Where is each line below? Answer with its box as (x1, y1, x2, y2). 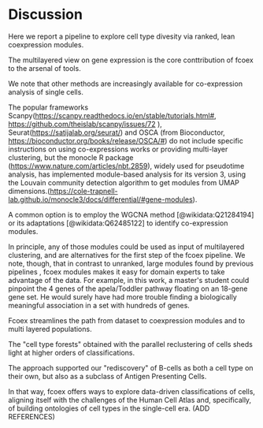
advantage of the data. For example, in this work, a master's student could (8, 275, 250, 285)
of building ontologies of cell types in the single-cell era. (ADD (8, 404, 210, 413)
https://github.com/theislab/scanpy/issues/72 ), (8, 119, 163, 128)
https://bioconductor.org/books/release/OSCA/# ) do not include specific (8, 136, 244, 145)
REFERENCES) (8, 411, 55, 421)
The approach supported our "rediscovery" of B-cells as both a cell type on (8, 363, 254, 372)
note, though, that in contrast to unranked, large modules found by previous (8, 259, 254, 268)
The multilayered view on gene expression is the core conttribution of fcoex (8, 55, 254, 65)
